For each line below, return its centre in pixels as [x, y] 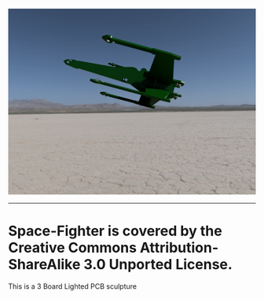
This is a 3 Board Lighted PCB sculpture [73, 286]
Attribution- [179, 248]
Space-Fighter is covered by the [115, 231]
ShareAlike [44, 265]
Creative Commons [73, 248]
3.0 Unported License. [158, 265]
